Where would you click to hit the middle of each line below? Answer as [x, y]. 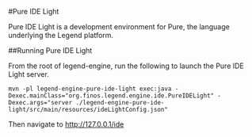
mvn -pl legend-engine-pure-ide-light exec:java [90, 89]
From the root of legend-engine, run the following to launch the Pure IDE [126, 66]
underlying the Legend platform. [61, 35]
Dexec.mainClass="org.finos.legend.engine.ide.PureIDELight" [111, 96]
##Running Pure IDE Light [50, 50]
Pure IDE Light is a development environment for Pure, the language [119, 27]
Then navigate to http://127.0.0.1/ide [66, 124]
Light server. [29, 74]
